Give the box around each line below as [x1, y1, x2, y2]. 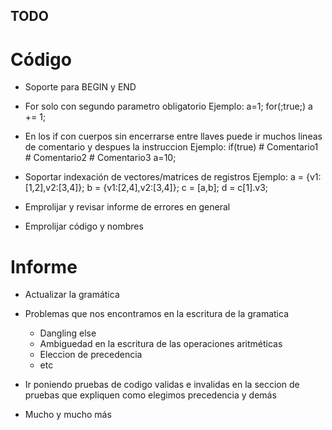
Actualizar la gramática [24, 289, 120, 301]
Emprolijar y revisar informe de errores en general [24, 201, 231, 213]
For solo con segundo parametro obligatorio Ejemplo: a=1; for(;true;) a [24, 100, 313, 113]
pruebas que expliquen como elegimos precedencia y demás [24, 389, 277, 401]
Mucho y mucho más [24, 409, 112, 421]
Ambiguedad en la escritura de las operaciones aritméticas [39, 338, 283, 350]
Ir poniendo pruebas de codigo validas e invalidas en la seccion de [24, 379, 300, 391]
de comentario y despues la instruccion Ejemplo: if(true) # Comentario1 [24, 141, 319, 153]
